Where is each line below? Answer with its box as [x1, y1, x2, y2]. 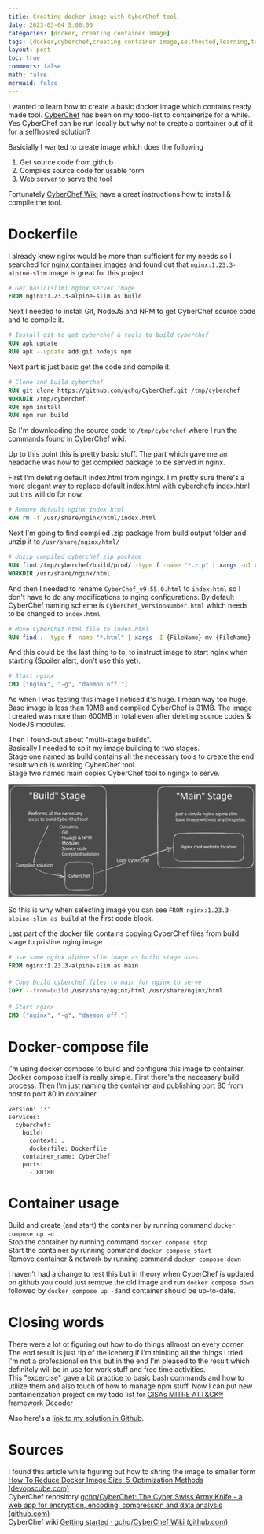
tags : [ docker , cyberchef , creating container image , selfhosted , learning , [8, 38, 251, 46]
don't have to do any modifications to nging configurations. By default [8, 592, 235, 601]
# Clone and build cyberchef [8, 378, 104, 386]
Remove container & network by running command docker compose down [8, 1254, 242, 1263]
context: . [28, 1137, 65, 1144]
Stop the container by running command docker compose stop [8, 1236, 208, 1247]
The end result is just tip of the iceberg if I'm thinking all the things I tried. [8, 1347, 245, 1357]
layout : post [8, 46, 51, 54]
